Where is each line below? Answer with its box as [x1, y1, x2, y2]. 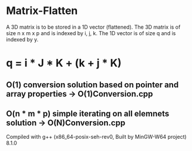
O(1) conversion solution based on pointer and [6, 80, 179, 90]
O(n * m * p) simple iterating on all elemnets [6, 108, 170, 118]
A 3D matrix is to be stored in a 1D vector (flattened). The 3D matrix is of [6, 23, 181, 30]
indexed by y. [6, 36, 39, 43]
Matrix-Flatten [6, 4, 78, 18]
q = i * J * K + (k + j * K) [6, 57, 122, 70]
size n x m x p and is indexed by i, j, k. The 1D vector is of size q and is [6, 29, 176, 36]
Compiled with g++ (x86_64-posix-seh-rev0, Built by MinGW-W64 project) [6, 133, 187, 140]
